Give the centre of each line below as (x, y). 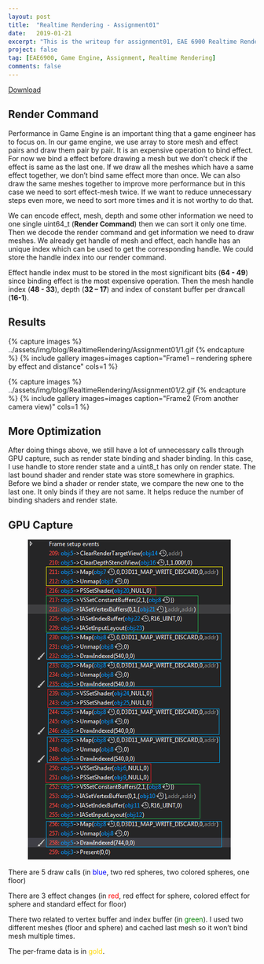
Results (27, 322)
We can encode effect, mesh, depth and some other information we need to (131, 215)
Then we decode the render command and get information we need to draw (131, 232)
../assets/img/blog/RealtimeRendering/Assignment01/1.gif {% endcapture (126, 349)
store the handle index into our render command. (87, 257)
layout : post (29, 17)
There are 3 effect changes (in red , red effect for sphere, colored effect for (129, 896)
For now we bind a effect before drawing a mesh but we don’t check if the (128, 158)
